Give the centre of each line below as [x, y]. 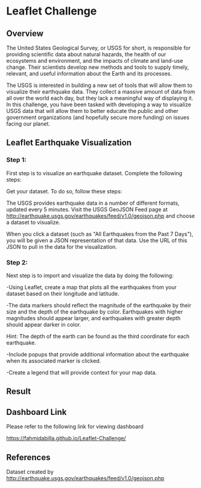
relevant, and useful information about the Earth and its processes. [89, 73]
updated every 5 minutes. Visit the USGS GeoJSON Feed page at [87, 209]
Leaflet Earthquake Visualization [69, 143]
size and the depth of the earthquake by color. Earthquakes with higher [94, 312]
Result [19, 392]
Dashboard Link [37, 412]
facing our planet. [28, 124]
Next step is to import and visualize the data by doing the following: [90, 275]
